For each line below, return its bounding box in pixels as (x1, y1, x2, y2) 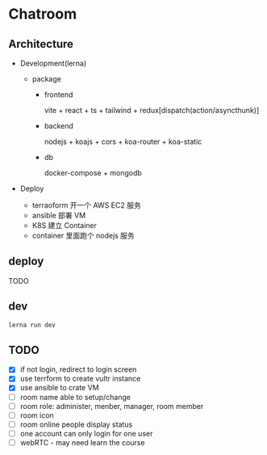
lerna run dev (8, 321, 56, 329)
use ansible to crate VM (19, 383, 99, 393)
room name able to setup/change (19, 392, 131, 402)
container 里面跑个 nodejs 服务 (31, 231, 135, 240)
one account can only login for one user (19, 428, 153, 438)
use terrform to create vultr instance (19, 373, 141, 384)
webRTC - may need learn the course (19, 437, 145, 447)
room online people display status (19, 419, 133, 429)
